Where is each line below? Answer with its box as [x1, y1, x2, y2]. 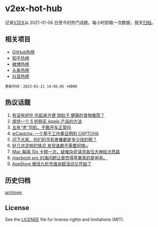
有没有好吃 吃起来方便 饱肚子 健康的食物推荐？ [12, 112, 105, 118]
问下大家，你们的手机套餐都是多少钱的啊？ [12, 137, 97, 142]
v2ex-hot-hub [5, 3, 63, 14]
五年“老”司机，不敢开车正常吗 [12, 124, 72, 130]
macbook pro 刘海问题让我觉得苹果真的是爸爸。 [12, 155, 108, 160]
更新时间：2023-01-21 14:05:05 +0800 [5, 84, 77, 89]
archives [5, 190, 22, 195]
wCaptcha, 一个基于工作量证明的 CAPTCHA [12, 130, 99, 136]
